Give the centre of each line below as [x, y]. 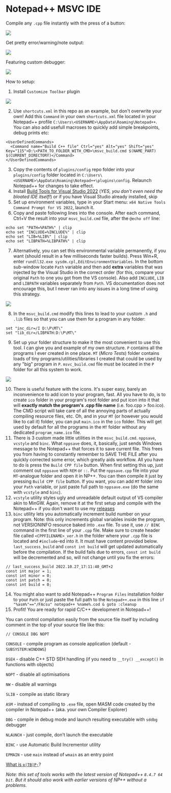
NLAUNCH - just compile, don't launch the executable [59, 735]
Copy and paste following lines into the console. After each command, [87, 213]
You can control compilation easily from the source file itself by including [82, 619]
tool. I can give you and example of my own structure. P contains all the [88, 348]
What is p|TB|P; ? [23, 764]
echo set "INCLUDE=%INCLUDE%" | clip [46, 232]
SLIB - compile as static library [38, 694]
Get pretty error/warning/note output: [45, 42]
